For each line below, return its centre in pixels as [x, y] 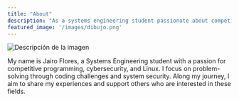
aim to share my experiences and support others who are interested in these [119, 84]
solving [18, 76]
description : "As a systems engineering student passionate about [108, 21]
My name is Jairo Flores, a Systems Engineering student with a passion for [117, 61]
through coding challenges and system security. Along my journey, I [130, 76]
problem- [207, 69]
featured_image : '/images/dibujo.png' [65, 27]
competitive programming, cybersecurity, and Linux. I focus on [100, 69]
